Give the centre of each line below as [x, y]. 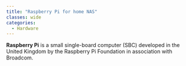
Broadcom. [20, 58]
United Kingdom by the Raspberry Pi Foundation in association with [89, 52]
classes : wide [24, 17]
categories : [21, 23]
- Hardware [25, 28]
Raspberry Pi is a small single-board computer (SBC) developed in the [93, 45]
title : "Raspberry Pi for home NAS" [52, 12]
